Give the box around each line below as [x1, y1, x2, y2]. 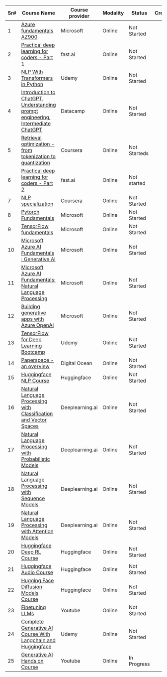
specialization [21, 200, 54, 207]
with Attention [21, 528, 54, 535]
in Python [21, 81, 44, 88]
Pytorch [21, 209, 40, 215]
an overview [21, 363, 50, 370]
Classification [21, 410, 53, 417]
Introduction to [21, 89, 56, 96]
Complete [21, 618, 44, 625]
